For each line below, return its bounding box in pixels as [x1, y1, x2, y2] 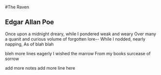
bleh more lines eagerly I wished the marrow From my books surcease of [5, 50, 151, 56]
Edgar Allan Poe [5, 18, 54, 26]
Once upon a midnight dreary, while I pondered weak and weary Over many [5, 31, 157, 37]
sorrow [5, 56, 19, 61]
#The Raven [5, 4, 29, 10]
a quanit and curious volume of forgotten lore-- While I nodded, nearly [5, 36, 145, 42]
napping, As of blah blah [5, 41, 54, 47]
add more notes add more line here [5, 65, 75, 71]
